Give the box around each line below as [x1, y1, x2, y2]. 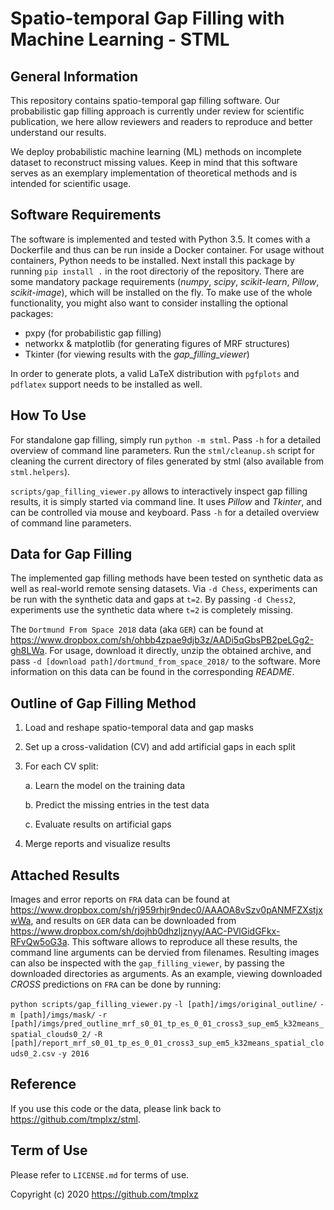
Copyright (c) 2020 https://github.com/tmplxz [10, 1188, 199, 1200]
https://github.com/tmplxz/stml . [10, 1113, 141, 1125]
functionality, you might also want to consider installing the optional [10, 297, 288, 309]
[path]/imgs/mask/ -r [19, 1010, 108, 1021]
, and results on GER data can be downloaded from [30, 915, 237, 927]
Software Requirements [10, 207, 162, 224]
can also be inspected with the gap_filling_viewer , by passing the [10, 957, 285, 969]
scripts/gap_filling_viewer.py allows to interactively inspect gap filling [10, 485, 308, 497]
